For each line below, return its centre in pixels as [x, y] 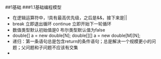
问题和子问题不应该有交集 [52, 47]
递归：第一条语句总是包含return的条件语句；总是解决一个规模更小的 [82, 41]
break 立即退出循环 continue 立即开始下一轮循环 [62, 24]
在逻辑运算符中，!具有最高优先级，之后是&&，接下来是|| [70, 18]
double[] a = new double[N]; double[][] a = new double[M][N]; [76, 35]
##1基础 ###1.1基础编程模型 [33, 7]
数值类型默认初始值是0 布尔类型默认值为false [59, 30]
